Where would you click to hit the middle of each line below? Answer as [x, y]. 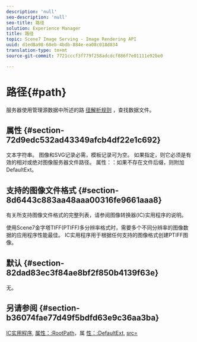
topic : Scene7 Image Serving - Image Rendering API [71, 39]
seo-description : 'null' [37, 17]
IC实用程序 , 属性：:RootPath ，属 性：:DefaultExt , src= [72, 332]
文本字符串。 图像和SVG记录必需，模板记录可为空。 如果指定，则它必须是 [96, 155]
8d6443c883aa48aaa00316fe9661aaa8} [84, 200]
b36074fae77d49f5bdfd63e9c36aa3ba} [83, 318]
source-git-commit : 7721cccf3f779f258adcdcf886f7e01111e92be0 [85, 56]
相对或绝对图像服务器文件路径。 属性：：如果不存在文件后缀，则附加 [100, 162]
